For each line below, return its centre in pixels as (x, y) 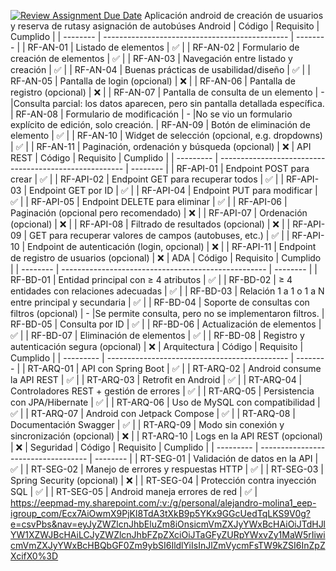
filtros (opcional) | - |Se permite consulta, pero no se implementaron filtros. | (167, 313)
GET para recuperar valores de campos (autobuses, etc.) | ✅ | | (159, 235)
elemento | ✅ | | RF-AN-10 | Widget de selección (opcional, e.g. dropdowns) (166, 135)
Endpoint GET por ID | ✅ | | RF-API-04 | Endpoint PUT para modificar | (173, 190)
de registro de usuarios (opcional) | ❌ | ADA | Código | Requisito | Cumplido (166, 258)
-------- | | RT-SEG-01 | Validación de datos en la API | (206, 458)
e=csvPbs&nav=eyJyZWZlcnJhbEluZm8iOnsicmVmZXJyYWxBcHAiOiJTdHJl (168, 524)
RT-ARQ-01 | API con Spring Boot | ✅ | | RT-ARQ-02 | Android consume (174, 368)
